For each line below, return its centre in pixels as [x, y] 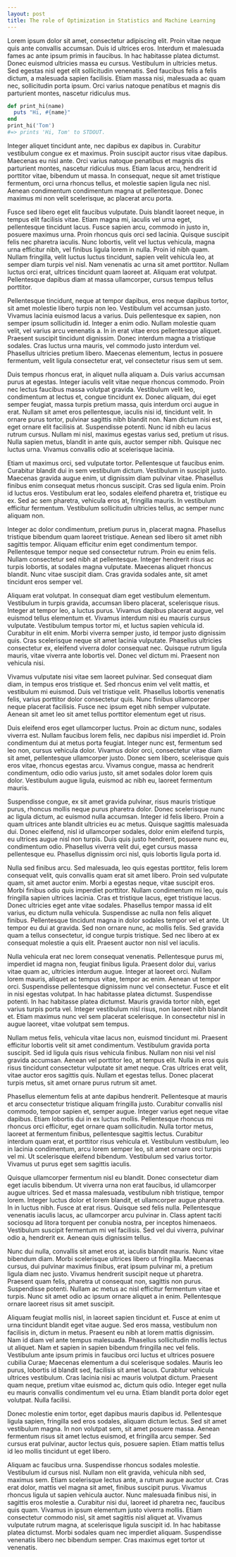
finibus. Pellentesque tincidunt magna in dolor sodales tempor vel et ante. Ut [118, 920]
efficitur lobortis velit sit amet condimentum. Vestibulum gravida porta [108, 1045]
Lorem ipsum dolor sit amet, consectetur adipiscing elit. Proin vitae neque [114, 40]
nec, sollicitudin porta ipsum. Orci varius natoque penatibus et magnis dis [114, 85]
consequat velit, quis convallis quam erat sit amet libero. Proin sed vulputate [118, 875]
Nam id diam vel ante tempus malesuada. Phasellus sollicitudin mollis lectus [117, 1340]
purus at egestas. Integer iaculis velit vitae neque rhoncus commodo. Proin [116, 381]
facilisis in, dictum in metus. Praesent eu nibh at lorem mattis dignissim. [111, 1332]
